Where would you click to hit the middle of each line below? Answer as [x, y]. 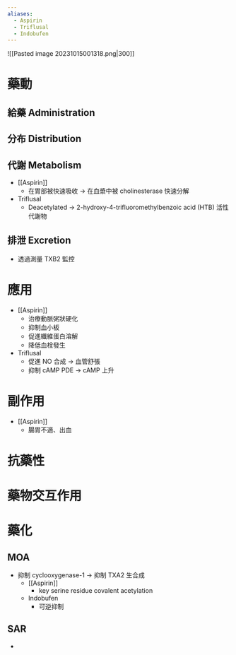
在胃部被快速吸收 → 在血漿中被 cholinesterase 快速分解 [108, 191]
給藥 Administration [51, 113]
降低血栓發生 [47, 345]
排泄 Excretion [39, 241]
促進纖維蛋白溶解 [53, 336]
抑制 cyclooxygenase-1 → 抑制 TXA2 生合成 [81, 575]
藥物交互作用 [45, 496]
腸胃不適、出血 [50, 430]
